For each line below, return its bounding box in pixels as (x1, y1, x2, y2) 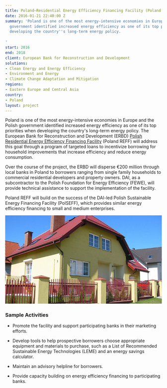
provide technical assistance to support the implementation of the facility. (5, 185, 156, 191)
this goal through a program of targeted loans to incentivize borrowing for (5, 144, 156, 150)
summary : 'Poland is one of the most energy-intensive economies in (5, 18, 150, 23)
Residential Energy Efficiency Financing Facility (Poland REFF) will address (5, 138, 158, 144)
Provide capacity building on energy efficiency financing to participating (12, 373, 161, 379)
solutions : (5, 60, 28, 66)
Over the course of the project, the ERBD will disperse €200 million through (5, 164, 160, 170)
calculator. (12, 354, 34, 360)
